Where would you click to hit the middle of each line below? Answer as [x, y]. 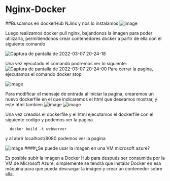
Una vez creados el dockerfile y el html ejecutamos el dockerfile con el [79, 114]
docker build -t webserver [38, 129]
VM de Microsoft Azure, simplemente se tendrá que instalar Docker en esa [83, 163]
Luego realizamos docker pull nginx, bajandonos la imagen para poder [79, 33]
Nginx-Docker [36, 9]
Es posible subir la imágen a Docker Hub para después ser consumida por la [85, 158]
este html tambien [24, 104]
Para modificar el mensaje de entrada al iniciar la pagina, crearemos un [79, 94]
